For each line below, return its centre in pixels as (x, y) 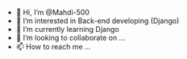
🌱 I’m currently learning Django (67, 29)
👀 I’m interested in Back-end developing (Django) (98, 21)
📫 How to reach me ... (53, 47)
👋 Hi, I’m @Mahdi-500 (53, 12)
